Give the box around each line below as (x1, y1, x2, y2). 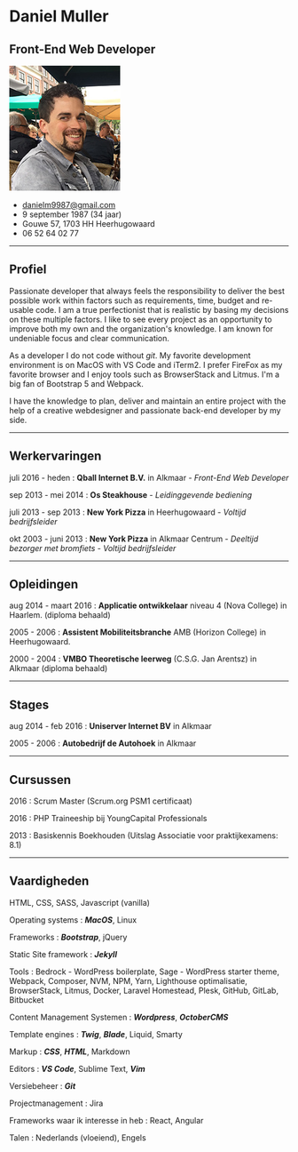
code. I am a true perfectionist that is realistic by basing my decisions (35, 304, 289, 315)
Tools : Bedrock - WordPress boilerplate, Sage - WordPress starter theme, (9, 966, 280, 977)
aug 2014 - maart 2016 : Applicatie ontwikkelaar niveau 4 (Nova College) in (9, 600, 287, 611)
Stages (9, 697, 50, 712)
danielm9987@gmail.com (21, 200, 116, 210)
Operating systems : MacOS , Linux (9, 914, 137, 925)
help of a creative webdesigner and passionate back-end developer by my (9, 404, 281, 415)
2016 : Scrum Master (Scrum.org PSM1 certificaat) (9, 796, 192, 806)
